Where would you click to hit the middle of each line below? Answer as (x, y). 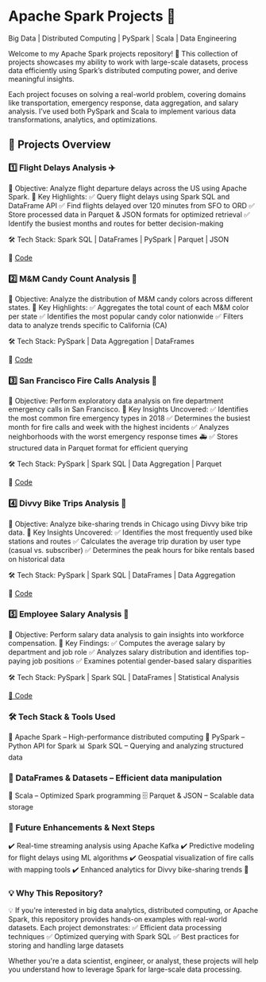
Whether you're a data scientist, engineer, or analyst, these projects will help (133, 961)
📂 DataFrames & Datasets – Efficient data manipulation (115, 778)
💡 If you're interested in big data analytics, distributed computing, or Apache (133, 910)
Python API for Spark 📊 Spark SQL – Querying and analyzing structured (126, 746)
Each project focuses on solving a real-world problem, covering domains (127, 94)
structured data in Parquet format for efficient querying (98, 448)
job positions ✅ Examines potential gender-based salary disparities (142, 661)
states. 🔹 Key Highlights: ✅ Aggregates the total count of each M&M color (129, 307)
